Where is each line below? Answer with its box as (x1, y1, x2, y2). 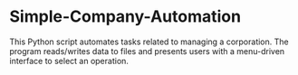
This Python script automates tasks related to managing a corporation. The (9, 36, 289, 47)
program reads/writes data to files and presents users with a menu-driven (9, 45, 285, 56)
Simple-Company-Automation (9, 6, 242, 27)
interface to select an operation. (9, 55, 130, 66)
